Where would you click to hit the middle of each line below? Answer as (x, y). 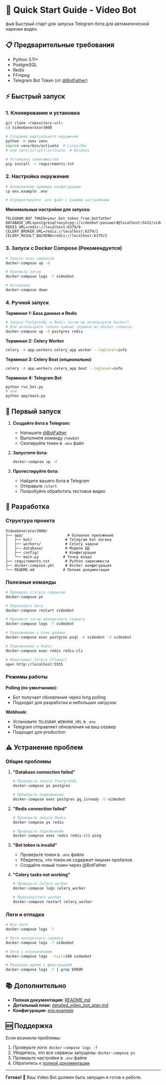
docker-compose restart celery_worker (52, 902)
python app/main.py (26, 396)
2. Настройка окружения (37, 176)
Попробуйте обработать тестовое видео (63, 491)
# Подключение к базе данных (35, 633)
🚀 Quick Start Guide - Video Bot (71, 10)
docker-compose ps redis (38, 822)
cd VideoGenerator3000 (29, 128)
